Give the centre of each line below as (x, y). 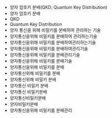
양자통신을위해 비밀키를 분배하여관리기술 (49, 49)
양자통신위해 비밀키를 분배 (35, 73)
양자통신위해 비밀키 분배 (33, 79)
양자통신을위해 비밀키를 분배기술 (41, 61)
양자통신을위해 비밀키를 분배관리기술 (45, 55)
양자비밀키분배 (24, 104)
